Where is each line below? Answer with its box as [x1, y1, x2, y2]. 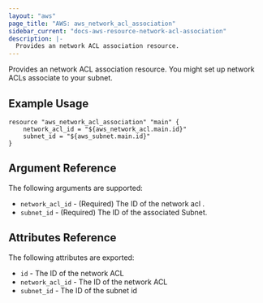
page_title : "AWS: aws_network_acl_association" [8, 19, 176, 28]
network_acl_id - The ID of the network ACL [19, 277, 168, 287]
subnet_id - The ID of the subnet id [19, 285, 138, 295]
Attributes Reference [8, 231, 117, 245]
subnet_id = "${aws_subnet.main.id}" [23, 132, 151, 141]
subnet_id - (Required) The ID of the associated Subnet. [19, 207, 208, 217]
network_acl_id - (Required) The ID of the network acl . [19, 198, 205, 208]
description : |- [8, 34, 63, 43]
